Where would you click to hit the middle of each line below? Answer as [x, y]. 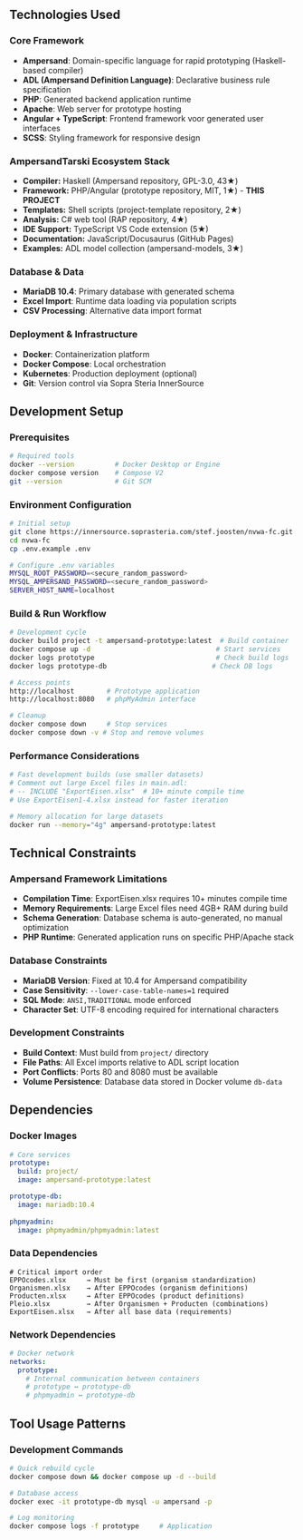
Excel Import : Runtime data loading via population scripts [129, 301]
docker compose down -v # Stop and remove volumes [107, 733]
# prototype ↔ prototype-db [78, 1387]
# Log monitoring [42, 1518]
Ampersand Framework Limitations [88, 879]
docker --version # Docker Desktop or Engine [115, 465]
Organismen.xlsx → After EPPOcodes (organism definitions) [129, 1288]
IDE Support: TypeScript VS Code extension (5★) [116, 229]
